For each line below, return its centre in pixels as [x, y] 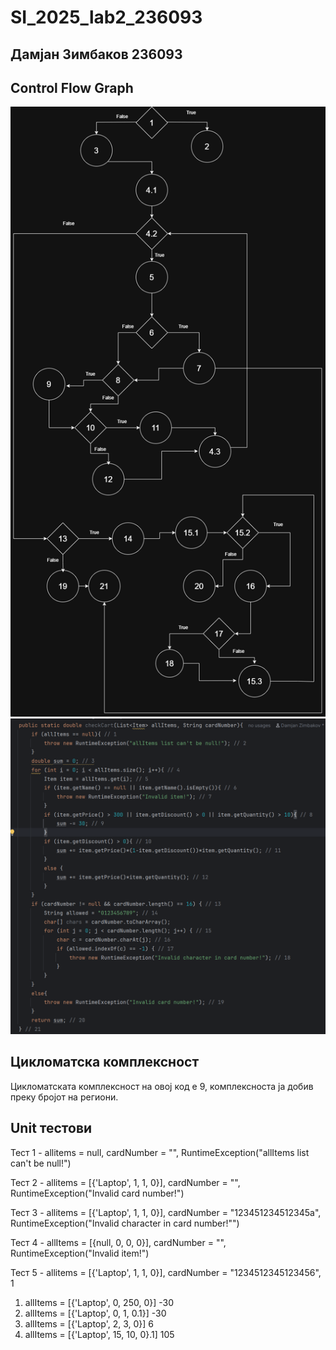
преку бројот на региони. [64, 1097]
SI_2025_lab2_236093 [106, 17]
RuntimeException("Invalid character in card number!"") [125, 1223]
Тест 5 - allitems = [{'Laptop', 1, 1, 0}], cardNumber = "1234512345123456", [166, 1272]
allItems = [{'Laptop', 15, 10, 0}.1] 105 [99, 1334]
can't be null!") [41, 1163]
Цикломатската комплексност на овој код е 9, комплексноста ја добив [162, 1086]
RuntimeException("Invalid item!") [80, 1253]
